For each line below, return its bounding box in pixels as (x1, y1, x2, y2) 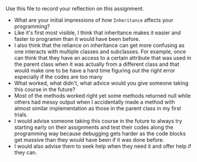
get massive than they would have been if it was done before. (14, 136, 164, 143)
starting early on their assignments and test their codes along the (14, 124, 174, 131)
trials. (14, 111, 28, 118)
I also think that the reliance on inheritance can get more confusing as (14, 42, 185, 49)
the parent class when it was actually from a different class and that (14, 61, 180, 68)
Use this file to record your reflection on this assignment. (5, 5, 144, 12)
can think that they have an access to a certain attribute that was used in (14, 55, 192, 61)
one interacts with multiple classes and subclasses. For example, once (14, 48, 186, 55)
